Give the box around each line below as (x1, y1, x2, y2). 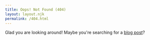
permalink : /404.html (5, 16, 49, 21)
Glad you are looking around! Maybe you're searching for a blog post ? (5, 30, 145, 36)
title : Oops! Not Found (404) (5, 7, 67, 12)
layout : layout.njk (5, 12, 45, 17)
